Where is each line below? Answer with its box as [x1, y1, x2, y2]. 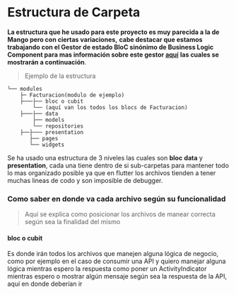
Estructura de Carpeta [7, 4, 141, 21]
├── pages [29, 135, 59, 142]
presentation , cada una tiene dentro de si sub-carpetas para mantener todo [7, 161, 230, 169]
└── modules [7, 85, 42, 92]
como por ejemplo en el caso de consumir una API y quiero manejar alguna [7, 257, 226, 266]
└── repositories [33, 122, 83, 130]
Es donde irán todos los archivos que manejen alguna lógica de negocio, [7, 250, 219, 258]
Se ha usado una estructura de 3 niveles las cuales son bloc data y [7, 153, 203, 162]
